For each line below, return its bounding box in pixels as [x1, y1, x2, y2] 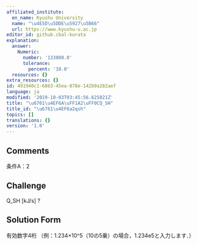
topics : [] [6, 111, 34, 118]
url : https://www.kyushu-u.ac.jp [12, 26, 97, 32]
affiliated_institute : [6, 9, 64, 15]
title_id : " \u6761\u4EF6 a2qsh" [6, 105, 86, 112]
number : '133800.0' [22, 55, 72, 61]
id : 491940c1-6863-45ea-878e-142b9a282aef [6, 83, 116, 89]
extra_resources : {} [6, 77, 59, 83]
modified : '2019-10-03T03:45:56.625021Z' [6, 94, 114, 100]
